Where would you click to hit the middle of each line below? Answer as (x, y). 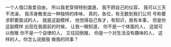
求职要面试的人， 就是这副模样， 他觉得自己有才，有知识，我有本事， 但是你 (86, 20)
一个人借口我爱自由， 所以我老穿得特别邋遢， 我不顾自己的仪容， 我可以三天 (86, 7)
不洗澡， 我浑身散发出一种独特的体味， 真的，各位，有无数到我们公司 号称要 (86, 13)
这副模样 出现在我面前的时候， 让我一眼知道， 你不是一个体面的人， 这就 (82, 26)
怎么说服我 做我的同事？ (53, 39)
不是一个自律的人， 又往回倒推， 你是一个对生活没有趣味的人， (91, 33)
